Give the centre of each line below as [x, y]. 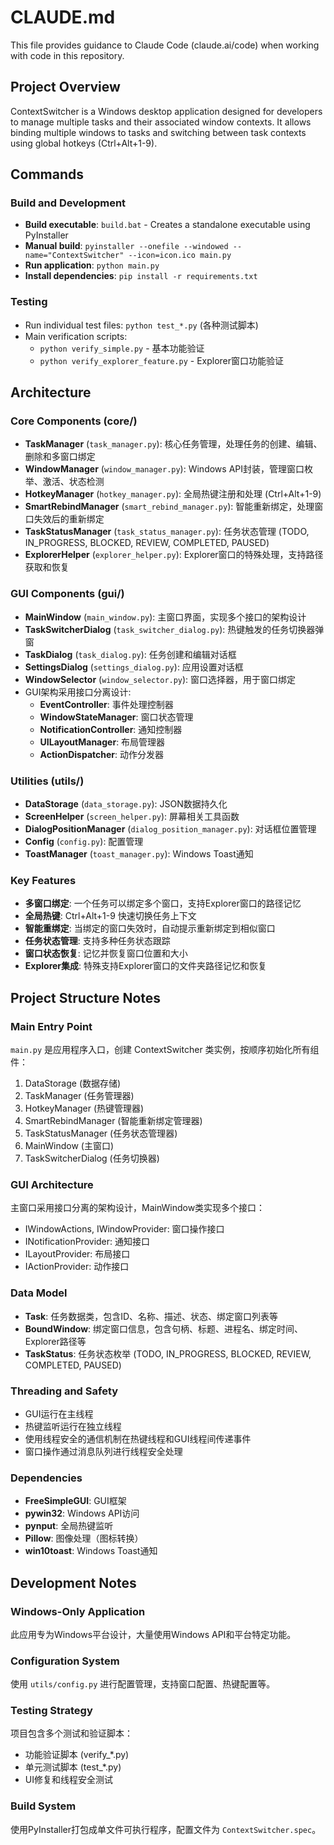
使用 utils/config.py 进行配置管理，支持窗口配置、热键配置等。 [143, 1684]
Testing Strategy [51, 1711]
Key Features [43, 880]
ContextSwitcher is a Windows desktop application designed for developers [166, 111]
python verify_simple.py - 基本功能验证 [122, 348]
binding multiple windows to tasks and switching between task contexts [158, 132]
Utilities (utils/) [47, 781]
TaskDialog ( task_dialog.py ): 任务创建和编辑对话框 [130, 654]
